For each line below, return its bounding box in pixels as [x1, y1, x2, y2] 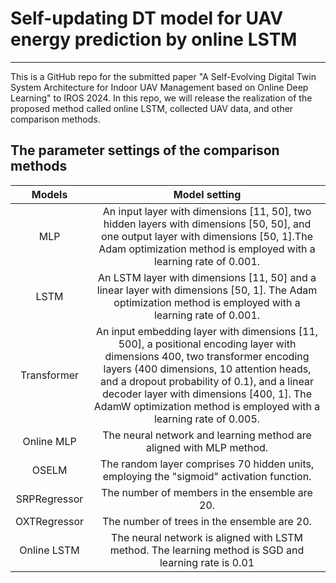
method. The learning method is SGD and [109, 543, 305, 557]
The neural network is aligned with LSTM [111, 530, 303, 544]
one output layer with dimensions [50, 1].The [101, 229, 313, 243]
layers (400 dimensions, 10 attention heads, [103, 362, 312, 376]
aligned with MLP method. [145, 440, 269, 454]
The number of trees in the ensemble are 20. [101, 514, 313, 528]
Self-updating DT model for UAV [10, 7, 284, 30]
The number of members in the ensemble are [101, 485, 313, 499]
